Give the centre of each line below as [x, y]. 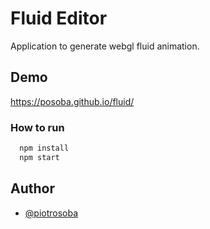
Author [32, 188]
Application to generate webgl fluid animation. [105, 46]
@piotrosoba [51, 213]
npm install [44, 148]
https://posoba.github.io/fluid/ [72, 101]
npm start [39, 157]
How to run [37, 127]
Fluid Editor [59, 18]
